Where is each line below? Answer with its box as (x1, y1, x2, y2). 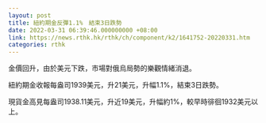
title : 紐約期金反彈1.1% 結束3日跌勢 (8, 19, 122, 27)
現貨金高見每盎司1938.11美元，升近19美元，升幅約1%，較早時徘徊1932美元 (8, 97, 252, 106)
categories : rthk (8, 41, 66, 49)
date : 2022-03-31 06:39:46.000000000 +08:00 (8, 26, 158, 34)
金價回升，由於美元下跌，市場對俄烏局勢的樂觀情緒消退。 (8, 64, 196, 73)
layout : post (8, 11, 52, 20)
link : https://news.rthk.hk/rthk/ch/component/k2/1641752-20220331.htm (8, 33, 250, 42)
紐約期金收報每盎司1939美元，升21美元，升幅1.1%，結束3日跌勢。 (8, 80, 224, 90)
